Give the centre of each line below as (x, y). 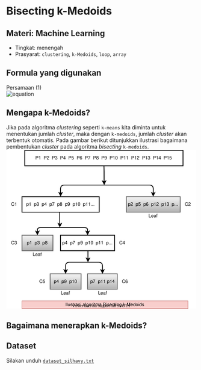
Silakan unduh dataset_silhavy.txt (50, 360)
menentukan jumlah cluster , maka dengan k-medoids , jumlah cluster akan (97, 134)
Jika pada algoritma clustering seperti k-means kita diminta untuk (86, 127)
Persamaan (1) (24, 87)
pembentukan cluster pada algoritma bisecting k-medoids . (78, 146)
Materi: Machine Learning (56, 33)
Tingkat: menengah (39, 48)
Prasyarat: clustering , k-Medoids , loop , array (71, 54)
